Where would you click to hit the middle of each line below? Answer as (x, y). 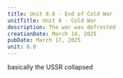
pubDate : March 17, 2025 (44, 40)
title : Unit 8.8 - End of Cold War (60, 14)
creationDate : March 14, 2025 (52, 34)
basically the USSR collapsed (50, 67)
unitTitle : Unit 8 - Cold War (52, 21)
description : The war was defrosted (61, 27)
